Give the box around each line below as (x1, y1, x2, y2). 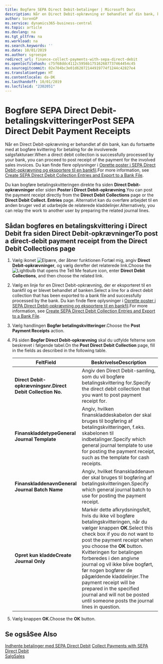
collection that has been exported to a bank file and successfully (12, 292, 142, 299)
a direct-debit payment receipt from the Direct (5, 237, 148, 245)
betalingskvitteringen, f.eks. (81, 424, 146, 430)
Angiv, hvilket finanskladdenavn (81, 468, 154, 475)
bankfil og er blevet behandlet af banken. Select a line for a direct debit (12, 288, 153, 293)
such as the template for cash (81, 454, 149, 461)
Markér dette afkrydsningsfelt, (81, 506, 151, 513)
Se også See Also (5, 630, 57, 638)
